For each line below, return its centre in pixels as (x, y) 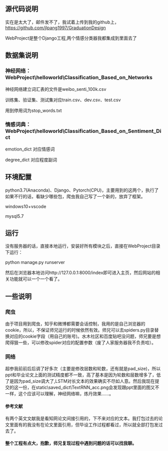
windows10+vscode (26, 206)
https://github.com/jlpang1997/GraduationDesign (55, 28)
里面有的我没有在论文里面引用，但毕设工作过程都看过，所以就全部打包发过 (86, 424)
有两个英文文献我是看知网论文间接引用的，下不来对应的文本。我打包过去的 (82, 418)
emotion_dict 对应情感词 (30, 149)
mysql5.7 (14, 216)
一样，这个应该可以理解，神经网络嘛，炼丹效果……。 (59, 394)
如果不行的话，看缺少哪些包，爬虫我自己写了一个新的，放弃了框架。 (75, 196)
